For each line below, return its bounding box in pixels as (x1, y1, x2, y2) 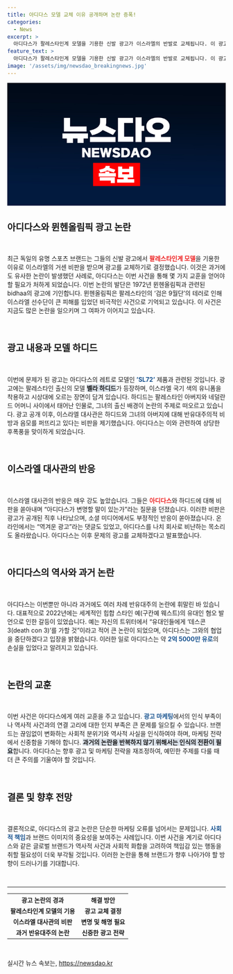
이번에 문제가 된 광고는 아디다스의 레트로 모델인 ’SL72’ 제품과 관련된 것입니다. (7, 375, 218, 383)
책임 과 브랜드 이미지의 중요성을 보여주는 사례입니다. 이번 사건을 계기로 (14, 833, 203, 841)
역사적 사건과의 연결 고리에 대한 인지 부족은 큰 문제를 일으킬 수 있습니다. (14, 721, 209, 729)
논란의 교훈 (7, 679, 52, 691)
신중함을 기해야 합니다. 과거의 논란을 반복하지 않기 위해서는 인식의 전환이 (19, 738, 215, 746)
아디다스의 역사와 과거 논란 (7, 566, 114, 579)
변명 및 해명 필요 (80, 918, 126, 926)
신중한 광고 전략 (82, 929, 125, 937)
